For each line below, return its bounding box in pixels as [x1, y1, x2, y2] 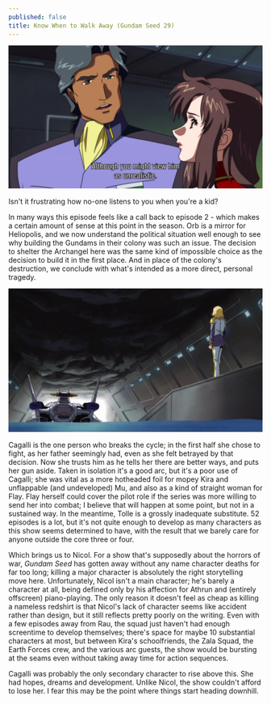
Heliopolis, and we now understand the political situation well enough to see [8, 230, 261, 238]
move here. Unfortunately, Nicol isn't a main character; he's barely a [8, 575, 236, 585]
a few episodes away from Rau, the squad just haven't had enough [8, 618, 230, 628]
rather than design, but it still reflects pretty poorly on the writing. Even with [8, 610, 260, 620]
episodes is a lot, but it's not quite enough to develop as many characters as [8, 517, 262, 527]
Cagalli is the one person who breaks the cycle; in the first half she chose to [8, 440, 261, 449]
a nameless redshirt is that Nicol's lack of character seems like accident [8, 601, 248, 611]
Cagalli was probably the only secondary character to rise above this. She [8, 668, 254, 678]
